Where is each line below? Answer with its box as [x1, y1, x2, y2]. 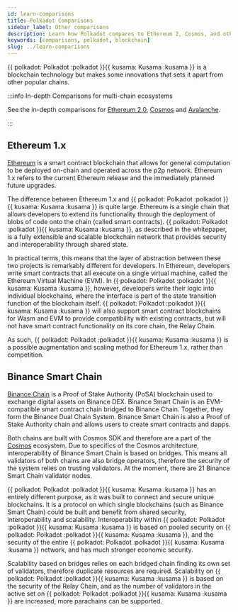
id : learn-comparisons [7, 10, 74, 18]
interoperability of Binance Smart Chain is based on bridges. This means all [7, 448, 227, 457]
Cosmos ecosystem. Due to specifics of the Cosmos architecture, [7, 441, 200, 450]
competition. [7, 350, 45, 359]
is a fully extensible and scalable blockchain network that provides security [7, 232, 227, 241]
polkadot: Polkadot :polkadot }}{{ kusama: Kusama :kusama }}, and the [7, 530, 214, 539]
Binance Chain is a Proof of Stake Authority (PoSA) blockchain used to [7, 389, 213, 398]
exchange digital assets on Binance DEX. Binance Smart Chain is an [7, 397, 205, 406]
